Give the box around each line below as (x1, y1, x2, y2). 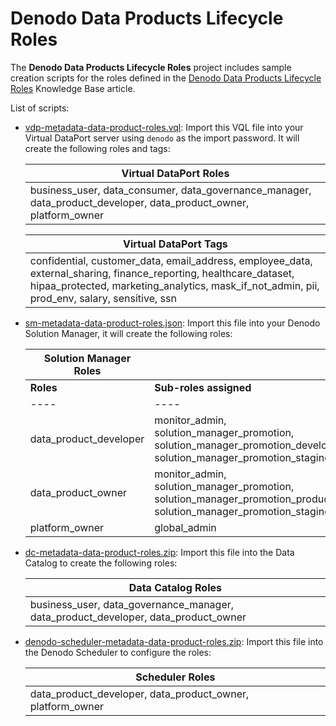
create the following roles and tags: (24, 142, 171, 154)
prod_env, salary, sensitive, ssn (29, 291, 177, 305)
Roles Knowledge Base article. (10, 82, 136, 94)
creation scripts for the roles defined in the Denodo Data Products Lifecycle (10, 72, 322, 84)
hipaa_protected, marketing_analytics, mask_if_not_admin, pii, (29, 278, 320, 292)
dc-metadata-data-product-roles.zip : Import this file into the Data (24, 546, 295, 558)
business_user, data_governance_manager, (29, 597, 235, 611)
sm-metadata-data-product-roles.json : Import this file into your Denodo (24, 317, 321, 329)
